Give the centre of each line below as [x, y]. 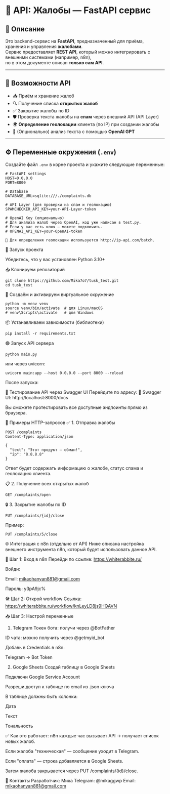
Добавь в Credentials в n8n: [35, 647]
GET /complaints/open [28, 495]
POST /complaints [24, 432]
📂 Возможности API [38, 83]
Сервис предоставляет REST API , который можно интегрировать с [78, 52]
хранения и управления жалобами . [44, 47]
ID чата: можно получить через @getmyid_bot [55, 638]
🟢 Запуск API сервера [30, 343]
